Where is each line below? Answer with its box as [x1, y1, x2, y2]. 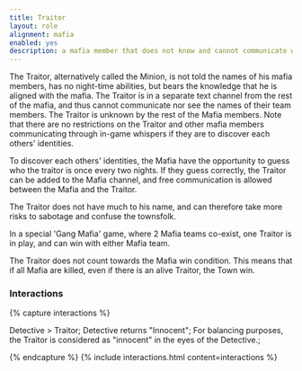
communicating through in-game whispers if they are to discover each [9, 128, 271, 139]
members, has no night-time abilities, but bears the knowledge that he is [9, 81, 278, 92]
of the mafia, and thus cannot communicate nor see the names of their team [9, 100, 292, 110]
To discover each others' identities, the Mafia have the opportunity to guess [9, 155, 290, 166]
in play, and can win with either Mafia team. [9, 238, 171, 249]
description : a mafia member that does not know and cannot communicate [9, 47, 288, 56]
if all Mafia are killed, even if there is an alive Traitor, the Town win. [9, 265, 256, 276]
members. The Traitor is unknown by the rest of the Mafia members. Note [9, 110, 282, 120]
